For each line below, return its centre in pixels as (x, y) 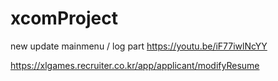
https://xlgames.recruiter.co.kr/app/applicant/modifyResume (135, 65)
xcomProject (64, 18)
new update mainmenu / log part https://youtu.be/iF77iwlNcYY (139, 46)
